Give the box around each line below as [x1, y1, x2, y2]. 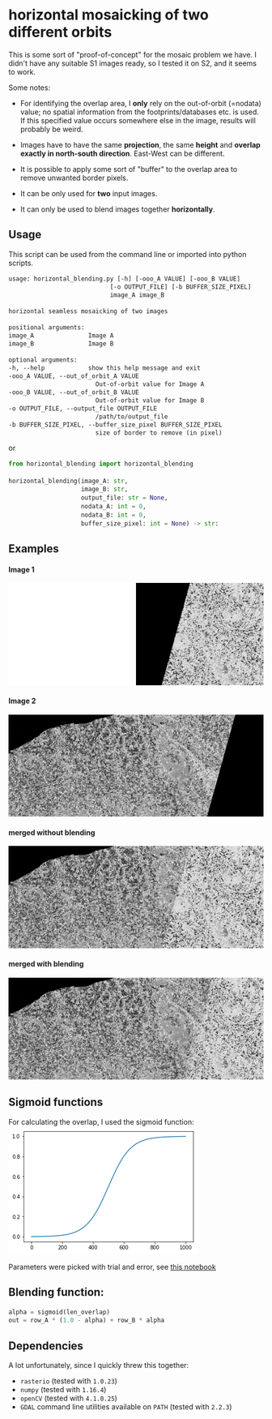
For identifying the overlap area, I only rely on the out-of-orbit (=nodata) [19, 98, 261, 108]
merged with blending [8, 959, 84, 969]
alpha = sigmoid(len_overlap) [8, 1308, 111, 1316]
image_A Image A [8, 331, 114, 340]
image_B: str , [80, 485, 129, 494]
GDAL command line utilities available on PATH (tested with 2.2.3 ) [19, 1402, 232, 1412]
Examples [8, 542, 59, 556]
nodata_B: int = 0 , [80, 511, 147, 519]
